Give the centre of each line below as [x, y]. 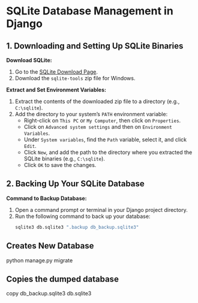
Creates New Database [50, 246]
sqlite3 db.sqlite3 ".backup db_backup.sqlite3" [77, 227]
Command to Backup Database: [46, 198]
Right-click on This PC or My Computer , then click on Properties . [102, 120]
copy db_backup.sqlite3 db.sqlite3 [49, 293]
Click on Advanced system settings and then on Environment [98, 127]
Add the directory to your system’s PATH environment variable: [91, 114]
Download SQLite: [29, 60]
